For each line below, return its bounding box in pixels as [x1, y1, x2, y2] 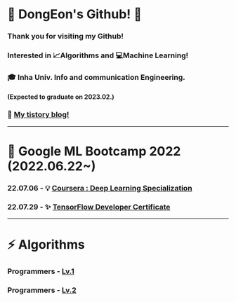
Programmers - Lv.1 [7, 266, 75, 276]
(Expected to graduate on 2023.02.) [7, 92, 114, 101]
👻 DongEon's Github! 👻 [7, 6, 143, 22]
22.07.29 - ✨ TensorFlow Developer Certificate [7, 202, 171, 212]
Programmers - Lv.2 [7, 285, 77, 295]
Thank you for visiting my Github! [7, 32, 124, 41]
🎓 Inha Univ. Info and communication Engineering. [7, 72, 186, 82]
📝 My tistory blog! [7, 110, 70, 120]
